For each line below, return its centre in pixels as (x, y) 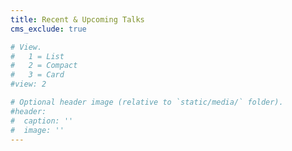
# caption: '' (42, 121)
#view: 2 (28, 84)
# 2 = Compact (44, 66)
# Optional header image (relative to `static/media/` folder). (147, 102)
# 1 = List (37, 56)
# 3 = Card (37, 75)
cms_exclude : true (48, 29)
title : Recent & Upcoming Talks (77, 19)
